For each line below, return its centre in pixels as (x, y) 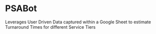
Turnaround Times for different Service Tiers (50, 27)
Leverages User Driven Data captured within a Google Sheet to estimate (78, 22)
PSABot (21, 8)
